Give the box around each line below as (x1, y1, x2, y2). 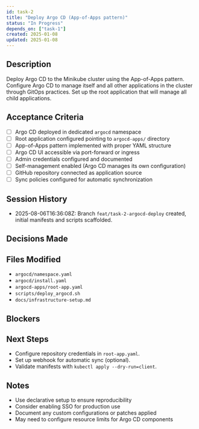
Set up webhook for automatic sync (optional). (14, 356, 131, 364)
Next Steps (6, 334, 49, 344)
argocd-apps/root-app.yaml (14, 285, 83, 291)
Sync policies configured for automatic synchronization (14, 176, 153, 183)
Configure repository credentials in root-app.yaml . (14, 350, 140, 357)
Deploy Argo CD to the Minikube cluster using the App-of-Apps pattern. (6, 75, 185, 82)
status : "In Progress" (6, 20, 63, 26)
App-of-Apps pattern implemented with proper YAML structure (14, 141, 172, 149)
